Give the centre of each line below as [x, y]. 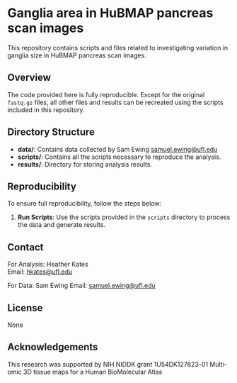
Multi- [219, 364]
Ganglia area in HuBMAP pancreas [110, 13]
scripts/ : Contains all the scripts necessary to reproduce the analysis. [119, 157]
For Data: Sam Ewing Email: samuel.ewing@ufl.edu [81, 286]
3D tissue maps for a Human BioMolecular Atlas [93, 372]
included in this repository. [46, 110]
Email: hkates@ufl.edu [40, 272]
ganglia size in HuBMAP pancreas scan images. [77, 55]
